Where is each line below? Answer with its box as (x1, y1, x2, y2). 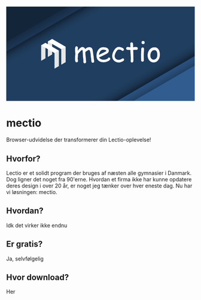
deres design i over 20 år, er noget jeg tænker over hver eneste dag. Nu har (6, 182, 193, 189)
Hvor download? (6, 272, 69, 283)
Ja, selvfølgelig (6, 255, 44, 262)
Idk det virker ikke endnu (6, 222, 68, 229)
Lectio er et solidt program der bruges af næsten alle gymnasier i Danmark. (6, 169, 192, 177)
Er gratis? (6, 239, 43, 249)
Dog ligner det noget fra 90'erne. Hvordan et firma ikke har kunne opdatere (6, 176, 192, 183)
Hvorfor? (6, 153, 41, 163)
